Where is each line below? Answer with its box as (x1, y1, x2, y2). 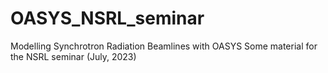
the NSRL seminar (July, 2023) (10, 50, 137, 62)
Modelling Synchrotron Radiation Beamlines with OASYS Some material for (10, 40, 318, 52)
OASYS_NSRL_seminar (10, 7, 205, 30)
